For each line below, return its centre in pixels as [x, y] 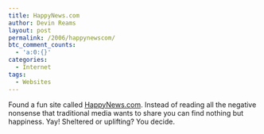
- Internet [33, 67]
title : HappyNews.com [44, 15]
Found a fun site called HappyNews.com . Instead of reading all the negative [132, 105]
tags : [17, 75]
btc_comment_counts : [43, 45]
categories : [28, 60]
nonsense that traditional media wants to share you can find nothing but [126, 113]
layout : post [30, 30]
